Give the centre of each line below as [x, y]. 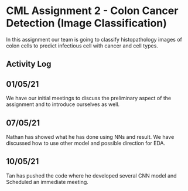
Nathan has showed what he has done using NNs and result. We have [90, 137]
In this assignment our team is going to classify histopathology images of [94, 39]
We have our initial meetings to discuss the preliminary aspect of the [89, 98]
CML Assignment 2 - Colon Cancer [92, 11]
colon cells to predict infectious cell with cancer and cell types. [82, 46]
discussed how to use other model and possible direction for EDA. [86, 143]
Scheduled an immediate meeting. [47, 182]
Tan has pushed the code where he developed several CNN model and [91, 175]
